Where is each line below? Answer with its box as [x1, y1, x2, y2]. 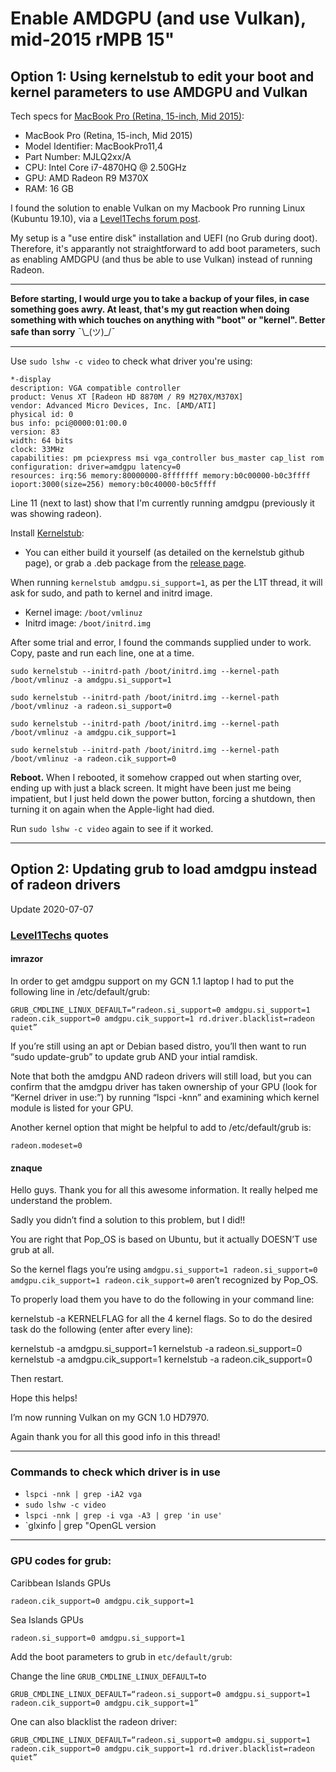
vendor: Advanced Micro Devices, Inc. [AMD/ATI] [10, 401, 217, 411]
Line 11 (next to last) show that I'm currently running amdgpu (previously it [10, 497, 315, 509]
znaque [10, 1162, 43, 1174]
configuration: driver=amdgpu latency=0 [10, 462, 182, 472]
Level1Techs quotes [10, 928, 109, 942]
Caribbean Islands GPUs [10, 1577, 112, 1589]
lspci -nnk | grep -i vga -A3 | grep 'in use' [24, 1511, 223, 1521]
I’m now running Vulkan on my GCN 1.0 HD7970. [10, 1412, 210, 1424]
